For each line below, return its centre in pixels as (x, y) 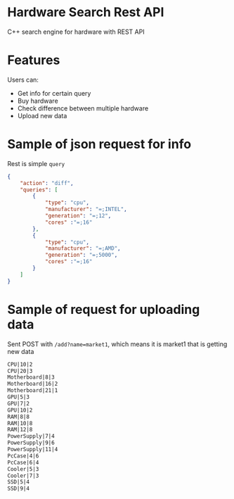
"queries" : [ (39, 190)
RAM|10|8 (20, 423)
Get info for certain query (54, 93)
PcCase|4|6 (23, 456)
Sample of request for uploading (104, 309)
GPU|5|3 (19, 397)
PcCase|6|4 (23, 462)
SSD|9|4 (19, 489)
